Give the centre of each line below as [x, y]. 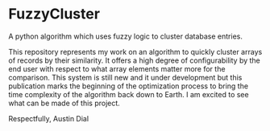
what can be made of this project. [64, 103]
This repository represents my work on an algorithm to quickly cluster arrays [135, 51]
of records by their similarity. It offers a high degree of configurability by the [134, 60]
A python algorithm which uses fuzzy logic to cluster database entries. [126, 36]
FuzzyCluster [54, 14]
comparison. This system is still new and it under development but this [125, 77]
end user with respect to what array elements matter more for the [117, 68]
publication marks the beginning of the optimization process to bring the [128, 86]
